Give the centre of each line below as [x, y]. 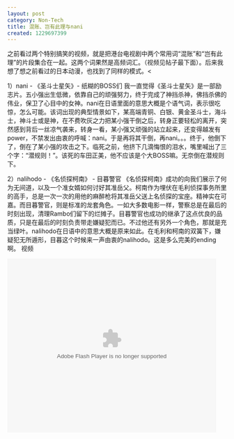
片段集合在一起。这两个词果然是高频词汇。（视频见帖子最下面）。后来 [120, 63]
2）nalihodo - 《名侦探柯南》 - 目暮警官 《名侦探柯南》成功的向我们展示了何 [117, 179]
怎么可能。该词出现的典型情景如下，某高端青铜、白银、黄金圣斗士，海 [120, 112]
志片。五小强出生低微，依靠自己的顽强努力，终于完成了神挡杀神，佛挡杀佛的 [117, 95]
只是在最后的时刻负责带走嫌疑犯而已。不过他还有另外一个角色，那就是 [120, 223]
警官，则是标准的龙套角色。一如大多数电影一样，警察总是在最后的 [132, 205]
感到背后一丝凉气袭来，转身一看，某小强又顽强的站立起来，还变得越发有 [117, 129]
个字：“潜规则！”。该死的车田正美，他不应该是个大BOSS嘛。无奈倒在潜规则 [116, 155]
